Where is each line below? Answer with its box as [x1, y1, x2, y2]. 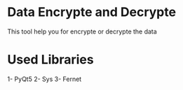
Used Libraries [7, 52, 94, 68]
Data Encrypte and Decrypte [7, 4, 177, 20]
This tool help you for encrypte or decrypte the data [7, 27, 158, 36]
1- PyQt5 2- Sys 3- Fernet [7, 75, 82, 83]
